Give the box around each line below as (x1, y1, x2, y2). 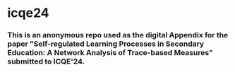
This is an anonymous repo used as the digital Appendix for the (7, 30, 229, 40)
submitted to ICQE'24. (7, 56, 85, 66)
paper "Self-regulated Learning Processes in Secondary (7, 39, 205, 49)
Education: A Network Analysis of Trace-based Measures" (7, 48, 213, 58)
